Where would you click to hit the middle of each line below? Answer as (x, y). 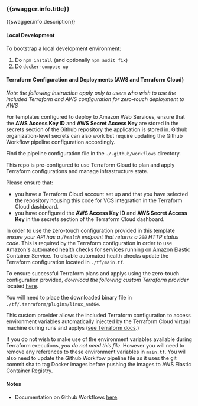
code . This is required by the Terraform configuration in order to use (89, 243)
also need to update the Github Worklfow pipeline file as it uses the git (92, 358)
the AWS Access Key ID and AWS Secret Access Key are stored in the (92, 123)
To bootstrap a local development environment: (64, 48)
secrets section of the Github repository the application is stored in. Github (97, 129)
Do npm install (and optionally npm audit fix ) (71, 60)
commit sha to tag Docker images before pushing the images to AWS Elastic (99, 364)
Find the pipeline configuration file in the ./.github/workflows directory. (94, 153)
